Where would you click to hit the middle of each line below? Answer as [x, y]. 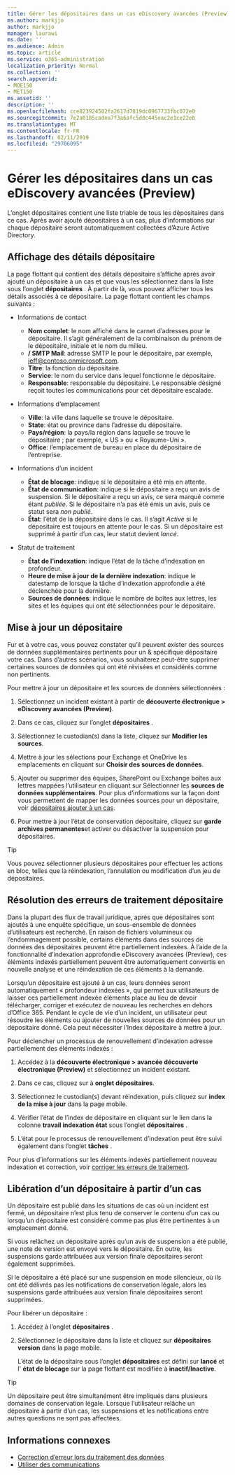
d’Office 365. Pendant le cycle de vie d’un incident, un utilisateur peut [107, 1012]
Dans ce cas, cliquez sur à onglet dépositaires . [86, 1083]
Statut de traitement [46, 547]
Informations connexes [59, 1440]
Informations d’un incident [55, 468]
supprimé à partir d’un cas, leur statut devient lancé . [103, 533]
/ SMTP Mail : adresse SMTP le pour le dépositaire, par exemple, [120, 353]
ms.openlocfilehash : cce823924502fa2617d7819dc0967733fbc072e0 [101, 111]
